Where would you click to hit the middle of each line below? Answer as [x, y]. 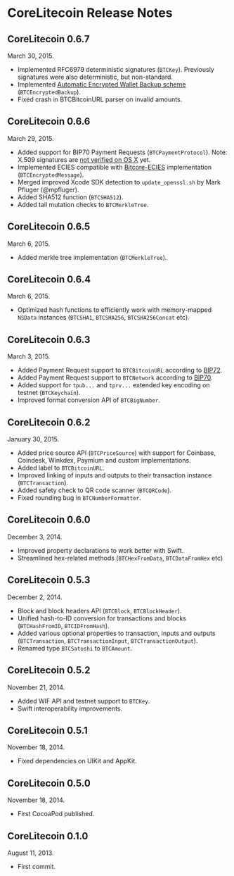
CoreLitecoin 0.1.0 [48, 836]
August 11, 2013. [31, 853]
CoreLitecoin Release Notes [90, 13]
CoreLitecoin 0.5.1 [47, 730]
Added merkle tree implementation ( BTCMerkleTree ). [92, 257]
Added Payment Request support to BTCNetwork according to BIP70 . [115, 377]
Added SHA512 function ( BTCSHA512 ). [70, 197]
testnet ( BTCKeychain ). [49, 393]
